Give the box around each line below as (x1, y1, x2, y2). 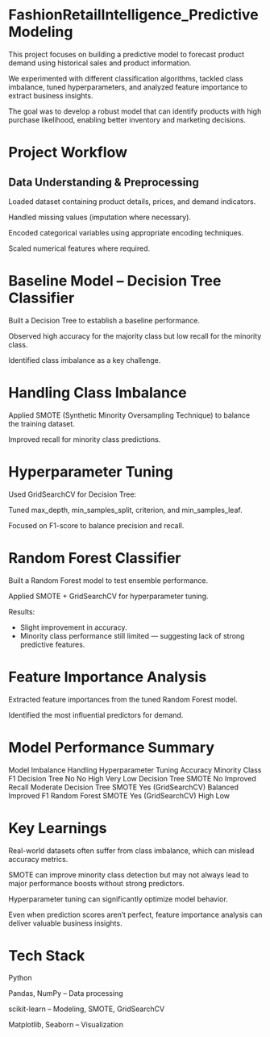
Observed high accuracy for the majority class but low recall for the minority (8, 331, 262, 340)
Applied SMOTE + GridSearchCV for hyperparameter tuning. (8, 591, 209, 601)
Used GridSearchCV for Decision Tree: (8, 489, 137, 499)
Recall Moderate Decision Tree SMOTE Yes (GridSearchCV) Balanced (8, 782, 239, 792)
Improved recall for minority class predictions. (8, 434, 161, 444)
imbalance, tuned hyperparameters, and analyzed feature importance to (8, 82, 248, 92)
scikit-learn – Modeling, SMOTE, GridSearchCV (8, 1004, 165, 1014)
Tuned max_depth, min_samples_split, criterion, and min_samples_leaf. (8, 505, 243, 514)
